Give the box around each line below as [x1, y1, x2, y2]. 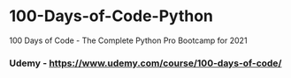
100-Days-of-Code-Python [9, 6, 214, 26]
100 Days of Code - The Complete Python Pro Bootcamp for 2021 [9, 35, 248, 46]
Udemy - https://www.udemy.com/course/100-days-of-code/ [9, 57, 282, 69]
